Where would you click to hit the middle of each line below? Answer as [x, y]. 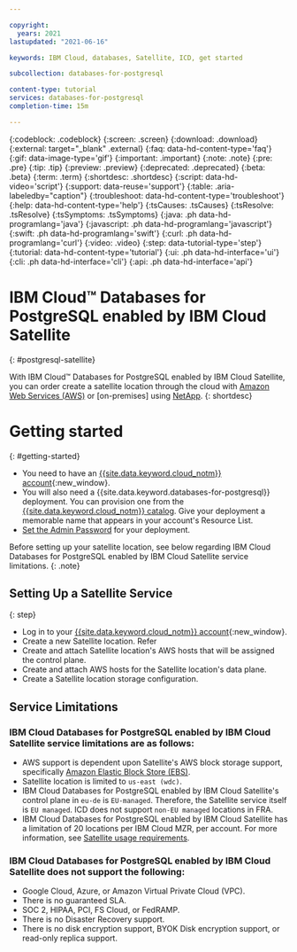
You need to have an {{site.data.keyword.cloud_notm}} [122, 473]
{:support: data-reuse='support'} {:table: [139, 186]
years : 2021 [39, 33]
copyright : [29, 25]
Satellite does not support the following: [97, 872]
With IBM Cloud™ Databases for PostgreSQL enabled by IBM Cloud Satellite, [147, 377]
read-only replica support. [69, 938]
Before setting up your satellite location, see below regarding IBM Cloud [140, 547]
